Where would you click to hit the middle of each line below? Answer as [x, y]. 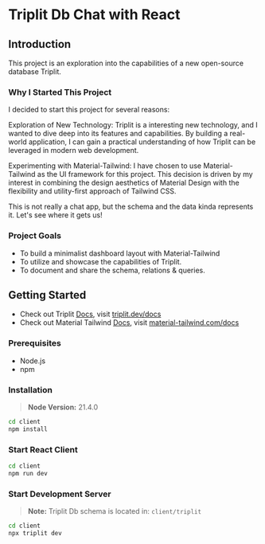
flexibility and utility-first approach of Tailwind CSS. [92, 191]
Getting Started [47, 295]
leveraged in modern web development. [74, 151]
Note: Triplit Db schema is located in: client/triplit [114, 511]
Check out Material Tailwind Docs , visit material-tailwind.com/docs [129, 323]
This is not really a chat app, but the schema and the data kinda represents [131, 207]
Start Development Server [60, 494]
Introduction [40, 44]
